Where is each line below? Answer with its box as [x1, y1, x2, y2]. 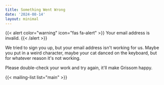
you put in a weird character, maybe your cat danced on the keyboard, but [5, 50, 158, 56]
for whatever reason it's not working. [5, 55, 81, 61]
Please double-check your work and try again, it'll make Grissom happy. [5, 65, 153, 71]
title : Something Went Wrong [5, 7, 66, 12]
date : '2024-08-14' [5, 12, 46, 17]
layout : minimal [5, 16, 39, 21]
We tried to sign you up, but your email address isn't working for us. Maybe [5, 45, 160, 51]
